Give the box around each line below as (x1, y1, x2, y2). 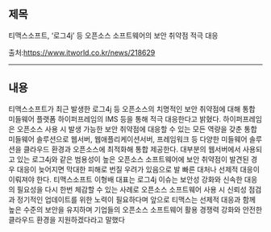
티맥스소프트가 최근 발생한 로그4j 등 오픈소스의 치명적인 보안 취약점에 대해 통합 (8, 104, 256, 114)
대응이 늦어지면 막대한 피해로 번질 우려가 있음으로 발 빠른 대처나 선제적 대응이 (16, 164, 261, 174)
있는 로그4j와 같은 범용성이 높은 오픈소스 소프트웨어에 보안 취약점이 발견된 (16, 154, 249, 164)
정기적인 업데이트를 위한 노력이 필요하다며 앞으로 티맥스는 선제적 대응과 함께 (16, 194, 256, 204)
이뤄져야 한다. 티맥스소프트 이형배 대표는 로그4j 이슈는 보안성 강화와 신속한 (8, 174, 244, 184)
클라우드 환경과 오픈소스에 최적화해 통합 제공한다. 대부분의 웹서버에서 (23, 144, 241, 154)
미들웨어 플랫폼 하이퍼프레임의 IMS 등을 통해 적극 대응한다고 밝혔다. (8, 114, 222, 123)
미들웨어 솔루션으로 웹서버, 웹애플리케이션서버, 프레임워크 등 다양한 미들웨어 (8, 134, 248, 143)
